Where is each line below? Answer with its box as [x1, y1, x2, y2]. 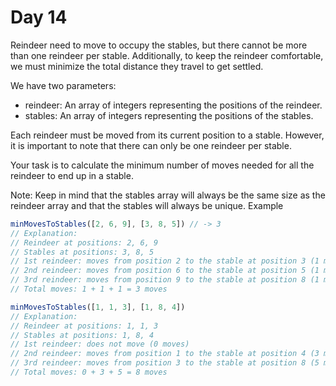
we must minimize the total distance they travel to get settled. [10, 60, 264, 72]
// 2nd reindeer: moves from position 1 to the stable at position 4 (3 [10, 349, 320, 359]
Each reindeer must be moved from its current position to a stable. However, [10, 129, 325, 141]
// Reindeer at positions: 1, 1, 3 [10, 321, 159, 331]
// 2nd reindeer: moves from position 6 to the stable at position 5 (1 [10, 266, 320, 276]
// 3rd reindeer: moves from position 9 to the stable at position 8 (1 [10, 275, 320, 285]
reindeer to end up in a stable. [10, 169, 134, 181]
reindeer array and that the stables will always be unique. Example [10, 199, 284, 211]
